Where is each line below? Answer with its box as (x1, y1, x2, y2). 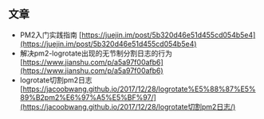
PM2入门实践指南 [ (19, 30, 82, 40)
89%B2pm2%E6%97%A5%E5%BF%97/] (19, 92, 157, 102)
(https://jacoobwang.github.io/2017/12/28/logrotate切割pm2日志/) (19, 102, 236, 111)
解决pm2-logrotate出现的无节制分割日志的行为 (19, 48, 173, 58)
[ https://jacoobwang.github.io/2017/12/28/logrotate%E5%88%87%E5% (19, 84, 257, 94)
